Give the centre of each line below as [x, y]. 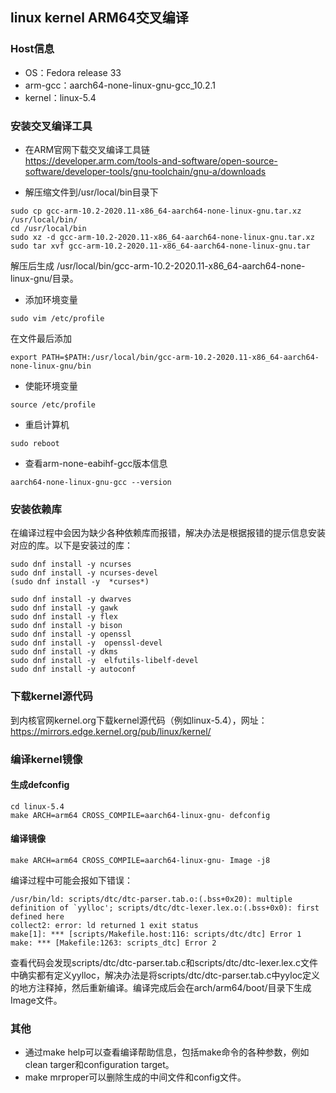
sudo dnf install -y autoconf [73, 669]
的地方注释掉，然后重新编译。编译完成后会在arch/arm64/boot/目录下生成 [161, 987]
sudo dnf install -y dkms [64, 652]
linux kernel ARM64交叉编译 [99, 18]
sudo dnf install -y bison [66, 626]
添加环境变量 [51, 299]
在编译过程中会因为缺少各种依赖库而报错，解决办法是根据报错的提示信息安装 [168, 533]
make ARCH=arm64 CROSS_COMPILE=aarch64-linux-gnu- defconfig [140, 815]
